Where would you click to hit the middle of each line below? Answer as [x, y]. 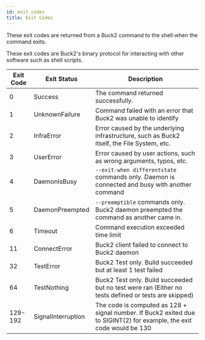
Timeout [45, 231]
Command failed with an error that [144, 110]
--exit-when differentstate [136, 170]
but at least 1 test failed [129, 270]
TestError [47, 266]
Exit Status [62, 79]
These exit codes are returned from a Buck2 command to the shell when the [102, 35]
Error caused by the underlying [140, 128]
